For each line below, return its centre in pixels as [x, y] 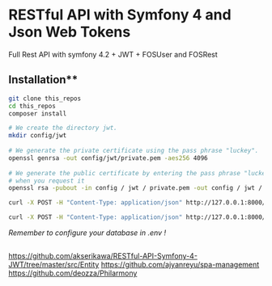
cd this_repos [32, 106]
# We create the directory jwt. [63, 128]
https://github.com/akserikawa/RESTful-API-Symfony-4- [103, 256]
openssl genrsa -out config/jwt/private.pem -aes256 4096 [108, 158]
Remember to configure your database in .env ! [87, 233]
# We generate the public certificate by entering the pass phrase [125, 173]
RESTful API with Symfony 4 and [120, 15]
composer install [38, 114]
